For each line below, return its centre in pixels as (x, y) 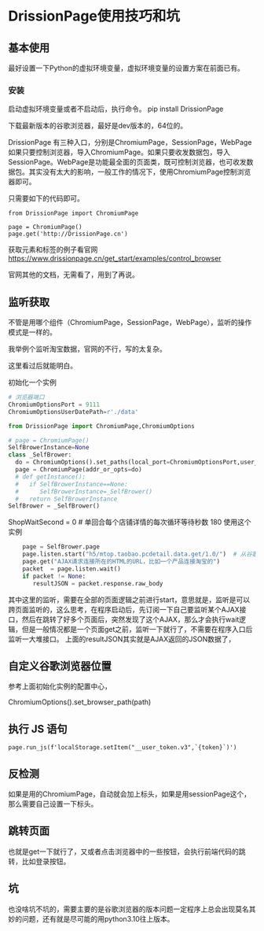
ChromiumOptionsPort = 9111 (54, 405)
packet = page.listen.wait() (72, 569)
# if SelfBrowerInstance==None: (71, 484)
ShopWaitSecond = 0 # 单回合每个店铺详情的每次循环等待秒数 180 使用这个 (130, 522)
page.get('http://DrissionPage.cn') (68, 234)
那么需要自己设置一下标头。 (53, 804)
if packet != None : (54, 576)
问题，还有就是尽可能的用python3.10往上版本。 (98, 918)
